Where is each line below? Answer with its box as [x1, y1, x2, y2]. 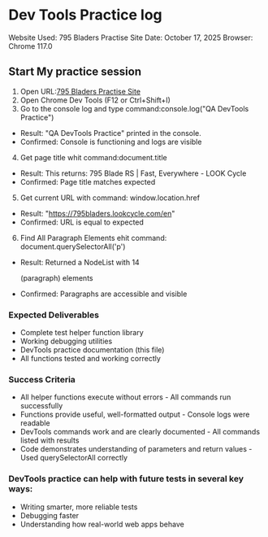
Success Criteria [8, 373, 76, 385]
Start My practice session [8, 65, 142, 79]
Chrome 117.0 [8, 41, 53, 50]
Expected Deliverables [8, 309, 100, 321]
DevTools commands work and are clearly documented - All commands [19, 427, 261, 437]
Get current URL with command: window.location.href [19, 193, 201, 203]
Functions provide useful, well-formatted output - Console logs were [19, 409, 250, 420]
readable [19, 418, 50, 428]
